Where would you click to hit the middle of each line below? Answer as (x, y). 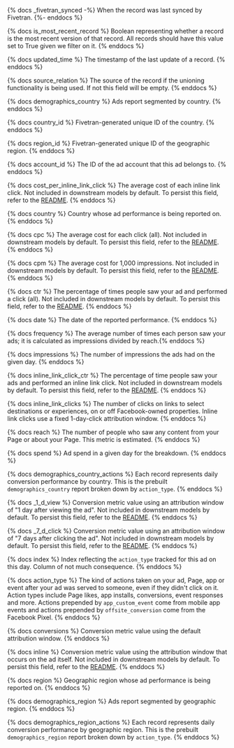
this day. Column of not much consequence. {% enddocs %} (95, 567)
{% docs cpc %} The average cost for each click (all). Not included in (107, 235)
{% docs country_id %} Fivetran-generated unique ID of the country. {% (111, 122)
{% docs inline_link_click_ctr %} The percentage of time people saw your (112, 375)
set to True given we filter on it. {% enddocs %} (76, 46)
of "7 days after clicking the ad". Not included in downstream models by (111, 538)
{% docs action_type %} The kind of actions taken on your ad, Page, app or (116, 580)
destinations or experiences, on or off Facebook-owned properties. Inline (112, 411)
